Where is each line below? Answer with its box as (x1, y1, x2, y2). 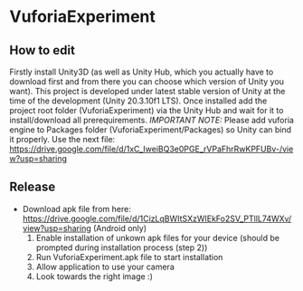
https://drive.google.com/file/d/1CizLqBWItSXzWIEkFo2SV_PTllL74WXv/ (22, 213, 292, 224)
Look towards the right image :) (35, 270, 154, 282)
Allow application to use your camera (35, 261, 175, 272)
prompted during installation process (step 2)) (35, 242, 208, 253)
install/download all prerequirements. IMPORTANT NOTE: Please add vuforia (9, 115, 294, 125)
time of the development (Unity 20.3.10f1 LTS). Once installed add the (9, 95, 268, 106)
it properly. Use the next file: (9, 134, 116, 144)
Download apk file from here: (22, 203, 131, 214)
